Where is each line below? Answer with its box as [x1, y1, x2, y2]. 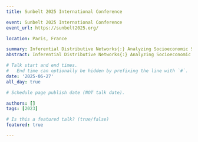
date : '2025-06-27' [6, 73, 54, 79]
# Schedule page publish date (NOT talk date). [6, 89, 126, 95]
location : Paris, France [6, 35, 67, 41]
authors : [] [6, 100, 35, 106]
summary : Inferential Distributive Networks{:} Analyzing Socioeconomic [6, 46, 189, 52]
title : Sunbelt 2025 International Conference [6, 8, 123, 15]
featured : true [6, 122, 44, 128]
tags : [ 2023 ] [6, 106, 38, 112]
